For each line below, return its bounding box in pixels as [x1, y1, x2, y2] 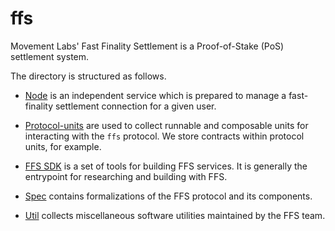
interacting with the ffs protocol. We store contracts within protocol [24, 130, 305, 142]
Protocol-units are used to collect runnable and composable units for [24, 119, 309, 131]
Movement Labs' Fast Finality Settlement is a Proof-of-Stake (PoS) [10, 40, 285, 52]
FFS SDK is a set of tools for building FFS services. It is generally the [24, 160, 308, 172]
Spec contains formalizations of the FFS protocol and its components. [24, 190, 313, 202]
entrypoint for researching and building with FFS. [24, 170, 228, 182]
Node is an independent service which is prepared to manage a [24, 89, 287, 101]
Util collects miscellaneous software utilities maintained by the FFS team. [24, 209, 326, 221]
